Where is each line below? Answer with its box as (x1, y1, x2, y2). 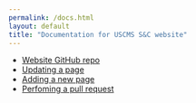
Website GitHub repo (21, 55, 101, 66)
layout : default (8, 22, 70, 31)
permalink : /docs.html (8, 13, 94, 23)
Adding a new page (21, 74, 95, 85)
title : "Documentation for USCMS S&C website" (8, 30, 188, 39)
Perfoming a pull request (21, 83, 114, 95)
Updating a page (21, 64, 85, 75)
